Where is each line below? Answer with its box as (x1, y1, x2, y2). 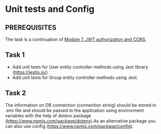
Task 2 (5, 89, 26, 97)
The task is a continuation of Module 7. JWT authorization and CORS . (5, 36, 147, 42)
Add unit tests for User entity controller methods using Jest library (12, 64, 148, 70)
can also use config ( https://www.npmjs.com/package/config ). (5, 123, 134, 129)
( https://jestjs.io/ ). (12, 69, 49, 75)
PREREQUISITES (5, 23, 57, 32)
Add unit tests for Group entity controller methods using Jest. (12, 74, 138, 80)
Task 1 (5, 51, 25, 59)
